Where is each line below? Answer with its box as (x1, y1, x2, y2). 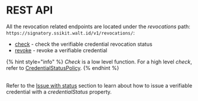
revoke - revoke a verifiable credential (14, 46, 108, 53)
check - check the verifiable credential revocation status (14, 41, 152, 48)
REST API (6, 4, 53, 17)
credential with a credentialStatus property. (6, 88, 112, 95)
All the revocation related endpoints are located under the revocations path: (6, 23, 191, 30)
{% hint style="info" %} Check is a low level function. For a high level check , (6, 58, 192, 65)
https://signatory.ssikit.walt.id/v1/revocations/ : (6, 29, 135, 36)
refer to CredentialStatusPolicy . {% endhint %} (6, 64, 119, 71)
